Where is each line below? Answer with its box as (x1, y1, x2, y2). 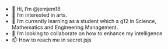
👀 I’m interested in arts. (11, 12, 68, 18)
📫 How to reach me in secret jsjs (11, 36, 92, 43)
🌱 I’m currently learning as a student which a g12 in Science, (11, 18, 157, 24)
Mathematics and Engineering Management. (11, 24, 118, 31)
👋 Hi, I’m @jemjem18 (11, 6, 61, 12)
